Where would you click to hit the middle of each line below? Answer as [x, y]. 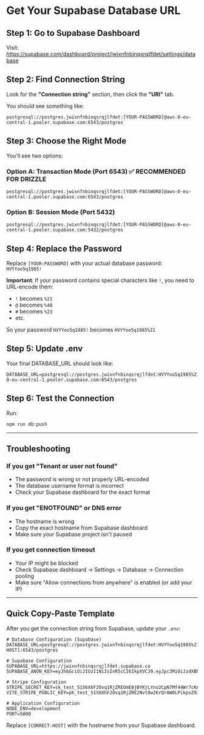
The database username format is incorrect [70, 486]
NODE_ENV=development [34, 708]
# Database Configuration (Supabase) [54, 639]
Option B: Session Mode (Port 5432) [61, 212]
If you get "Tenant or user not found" [62, 466]
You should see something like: [45, 106]
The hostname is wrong [45, 521]
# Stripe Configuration [36, 682]
